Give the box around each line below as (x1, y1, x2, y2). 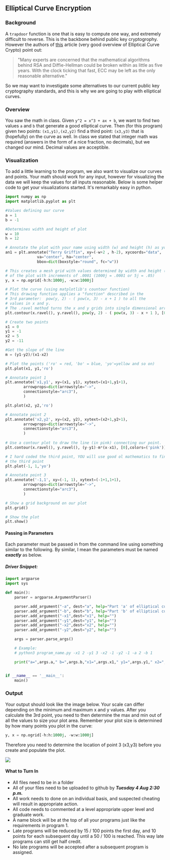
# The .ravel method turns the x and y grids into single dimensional (5, 305, 157, 310)
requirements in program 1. (12, 822, 69, 828)
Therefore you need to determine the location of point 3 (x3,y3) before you (5, 742, 161, 748)
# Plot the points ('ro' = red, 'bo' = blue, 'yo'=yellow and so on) (5, 361, 155, 366)
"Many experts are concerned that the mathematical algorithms (17, 57, 150, 63)
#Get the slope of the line (5, 347, 65, 353)
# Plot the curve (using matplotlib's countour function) (5, 287, 130, 292)
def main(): (5, 590, 30, 596)
